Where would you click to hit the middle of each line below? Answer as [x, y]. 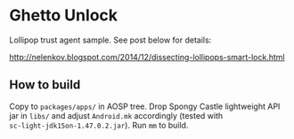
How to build [45, 85]
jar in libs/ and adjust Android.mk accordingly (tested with [116, 115]
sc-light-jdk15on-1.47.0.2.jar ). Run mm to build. [99, 125]
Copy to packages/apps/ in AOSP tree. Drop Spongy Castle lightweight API [145, 106]
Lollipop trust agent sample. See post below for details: [110, 40]
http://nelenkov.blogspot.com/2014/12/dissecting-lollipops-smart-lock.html [147, 57]
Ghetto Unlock [64, 15]
